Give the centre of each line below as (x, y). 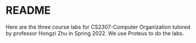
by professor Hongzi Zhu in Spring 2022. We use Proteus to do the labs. (95, 33)
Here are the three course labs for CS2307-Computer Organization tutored (98, 27)
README (28, 10)
